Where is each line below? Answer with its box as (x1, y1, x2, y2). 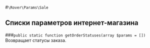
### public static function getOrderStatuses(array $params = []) (5, 32, 146, 38)
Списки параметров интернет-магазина (5, 18, 138, 27)
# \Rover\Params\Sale (5, 4, 48, 10)
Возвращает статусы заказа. (5, 37, 66, 43)
